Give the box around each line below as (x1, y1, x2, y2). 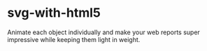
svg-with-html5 (7, 5, 101, 21)
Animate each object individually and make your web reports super (7, 28, 201, 36)
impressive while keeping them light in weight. (7, 35, 141, 43)
